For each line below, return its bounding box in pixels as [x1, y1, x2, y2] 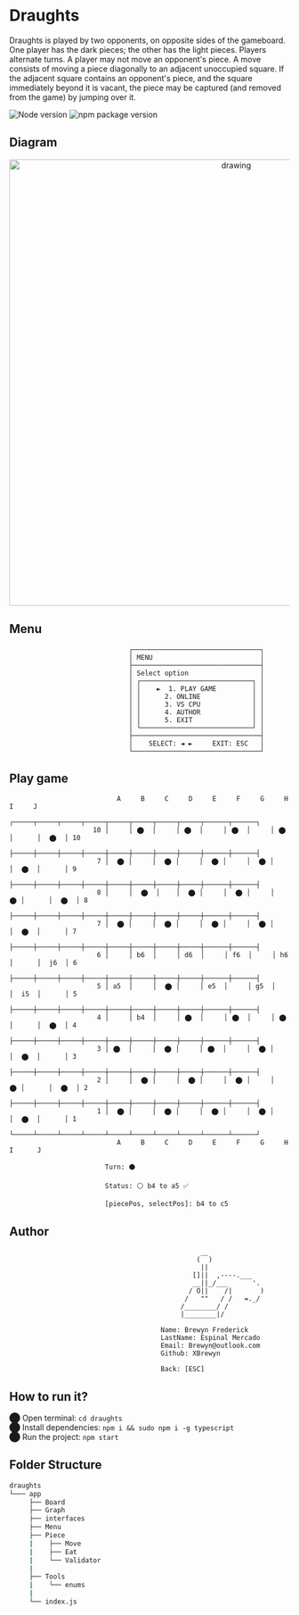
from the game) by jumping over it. [9, 91, 136, 103]
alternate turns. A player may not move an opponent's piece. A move [9, 54, 262, 64]
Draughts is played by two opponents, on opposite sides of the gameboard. [9, 35, 287, 46]
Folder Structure [9, 1457, 102, 1473]
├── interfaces [28, 1514, 86, 1523]
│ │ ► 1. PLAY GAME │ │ [128, 684, 265, 693]
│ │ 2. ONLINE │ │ [128, 692, 265, 701]
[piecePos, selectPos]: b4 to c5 [104, 1200, 229, 1209]
